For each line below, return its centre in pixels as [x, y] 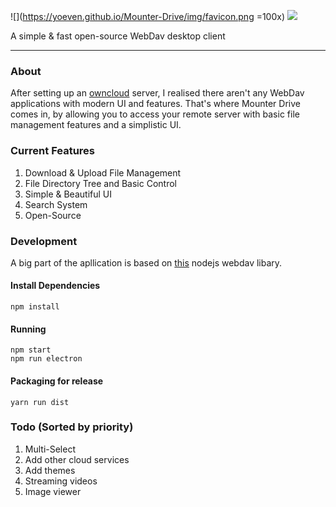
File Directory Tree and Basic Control [100, 183]
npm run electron [46, 359]
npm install [35, 307]
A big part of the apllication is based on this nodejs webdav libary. [146, 262]
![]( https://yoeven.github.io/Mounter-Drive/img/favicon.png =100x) [148, 16]
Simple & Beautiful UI [68, 194]
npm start [31, 350]
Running [28, 329]
